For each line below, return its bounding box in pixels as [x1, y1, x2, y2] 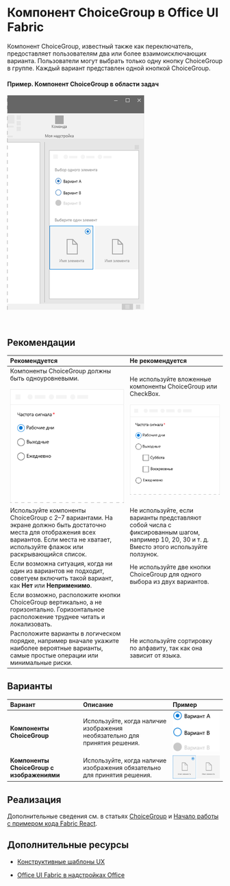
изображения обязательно [83, 763, 162, 771]
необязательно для [83, 732, 140, 740]
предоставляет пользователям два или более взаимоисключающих [7, 49, 207, 58]
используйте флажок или [10, 542, 84, 550]
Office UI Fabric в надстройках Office [16, 870, 125, 879]
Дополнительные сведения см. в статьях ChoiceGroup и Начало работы [7, 812, 219, 820]
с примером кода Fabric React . [7, 819, 98, 828]
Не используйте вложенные [129, 375, 212, 383]
